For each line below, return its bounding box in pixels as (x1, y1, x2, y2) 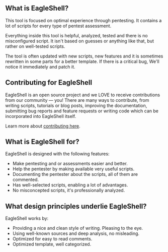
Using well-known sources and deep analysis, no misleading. (12, 230, 140, 236)
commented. (12, 176, 39, 183)
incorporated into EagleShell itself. (5, 113, 76, 119)
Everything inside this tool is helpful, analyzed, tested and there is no (5, 32, 148, 38)
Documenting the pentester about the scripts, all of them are (12, 171, 138, 177)
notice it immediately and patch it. (5, 64, 75, 70)
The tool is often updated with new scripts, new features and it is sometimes (5, 53, 163, 59)
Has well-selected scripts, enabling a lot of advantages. (12, 182, 128, 188)
